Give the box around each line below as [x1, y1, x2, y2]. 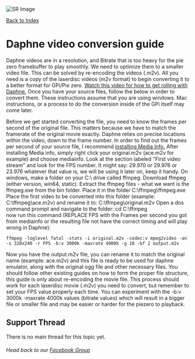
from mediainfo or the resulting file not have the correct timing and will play [6, 218, 188, 225]
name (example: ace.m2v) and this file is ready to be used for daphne [6, 257, 174, 264]
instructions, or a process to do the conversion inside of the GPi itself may [6, 100, 184, 107]
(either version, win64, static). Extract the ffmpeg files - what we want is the [6, 180, 190, 187]
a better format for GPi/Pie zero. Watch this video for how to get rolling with [6, 82, 188, 89]
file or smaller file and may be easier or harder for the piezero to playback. [6, 300, 186, 307]
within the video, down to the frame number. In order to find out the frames [6, 137, 187, 144]
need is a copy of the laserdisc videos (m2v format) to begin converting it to [6, 75, 190, 82]
